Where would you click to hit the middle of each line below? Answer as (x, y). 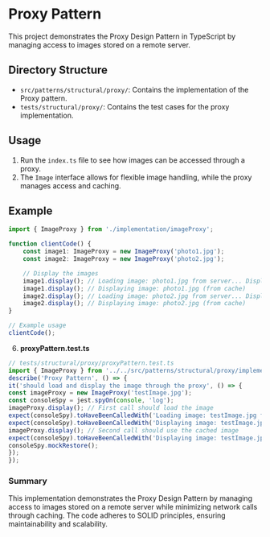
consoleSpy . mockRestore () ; (53, 445)
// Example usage (37, 326)
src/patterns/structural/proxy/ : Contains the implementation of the (134, 89)
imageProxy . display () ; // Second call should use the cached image (124, 430)
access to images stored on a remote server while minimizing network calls (133, 507)
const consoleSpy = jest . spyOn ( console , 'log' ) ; (91, 401)
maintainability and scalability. (58, 524)
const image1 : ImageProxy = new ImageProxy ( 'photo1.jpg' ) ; (124, 252)
